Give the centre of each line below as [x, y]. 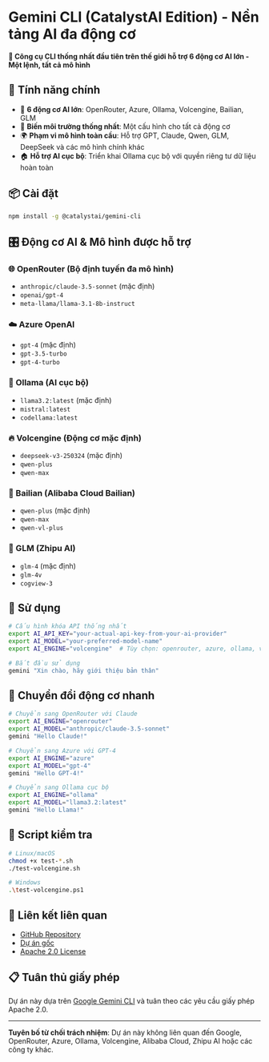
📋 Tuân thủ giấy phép [64, 978]
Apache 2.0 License [53, 951]
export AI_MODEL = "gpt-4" [50, 766]
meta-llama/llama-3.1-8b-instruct [77, 304]
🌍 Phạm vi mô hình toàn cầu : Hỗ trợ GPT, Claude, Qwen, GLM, [124, 135]
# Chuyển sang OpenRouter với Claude [73, 714]
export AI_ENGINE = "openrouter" [60, 722]
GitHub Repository [50, 934]
